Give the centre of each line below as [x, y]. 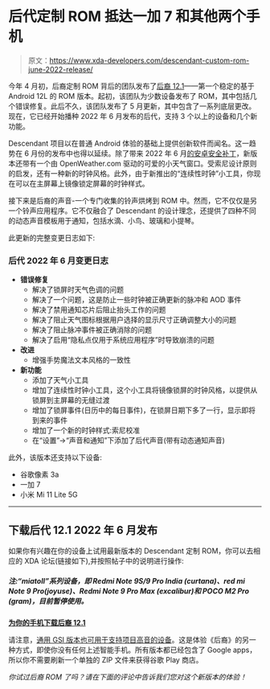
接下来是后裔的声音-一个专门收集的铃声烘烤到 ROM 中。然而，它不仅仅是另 [133, 200]
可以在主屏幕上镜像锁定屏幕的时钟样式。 [82, 183]
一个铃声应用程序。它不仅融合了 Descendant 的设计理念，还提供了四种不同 [133, 211]
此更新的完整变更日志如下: [52, 237]
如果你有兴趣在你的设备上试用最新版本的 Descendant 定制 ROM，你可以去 [131, 551]
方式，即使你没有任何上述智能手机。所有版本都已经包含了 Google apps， [136, 650]
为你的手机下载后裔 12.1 [47, 623]
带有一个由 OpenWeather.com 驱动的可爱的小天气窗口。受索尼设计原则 [139, 163]
